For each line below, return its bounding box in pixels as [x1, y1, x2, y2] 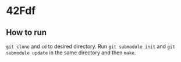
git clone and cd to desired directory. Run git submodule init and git [6, 43, 176, 50]
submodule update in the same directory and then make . [6, 49, 136, 56]
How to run [6, 27, 47, 37]
